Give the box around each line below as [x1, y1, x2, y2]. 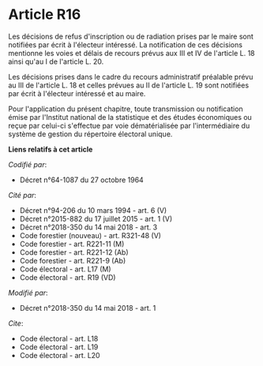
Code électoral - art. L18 [19, 334, 99, 343]
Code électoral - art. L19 [19, 342, 99, 352]
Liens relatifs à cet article [8, 144, 93, 154]
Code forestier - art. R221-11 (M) [19, 239, 125, 248]
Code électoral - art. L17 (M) [19, 264, 112, 274]
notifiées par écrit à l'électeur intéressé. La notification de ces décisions [8, 39, 243, 49]
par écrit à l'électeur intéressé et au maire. [8, 88, 146, 98]
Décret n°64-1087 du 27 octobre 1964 [19, 175, 144, 185]
